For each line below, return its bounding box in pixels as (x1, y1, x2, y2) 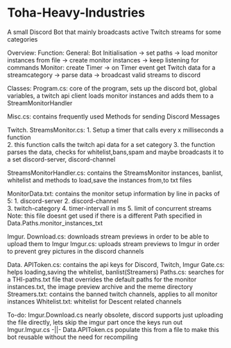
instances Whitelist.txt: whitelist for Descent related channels (7, 297, 182, 306)
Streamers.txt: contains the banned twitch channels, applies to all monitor (7, 290, 218, 298)
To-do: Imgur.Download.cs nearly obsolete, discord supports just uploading (7, 311, 223, 319)
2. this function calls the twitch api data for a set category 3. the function (7, 140, 216, 148)
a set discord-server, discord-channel (7, 155, 116, 164)
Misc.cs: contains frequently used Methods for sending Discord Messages (7, 112, 221, 121)
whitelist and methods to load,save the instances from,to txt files (7, 175, 192, 184)
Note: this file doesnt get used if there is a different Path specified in (7, 211, 203, 220)
